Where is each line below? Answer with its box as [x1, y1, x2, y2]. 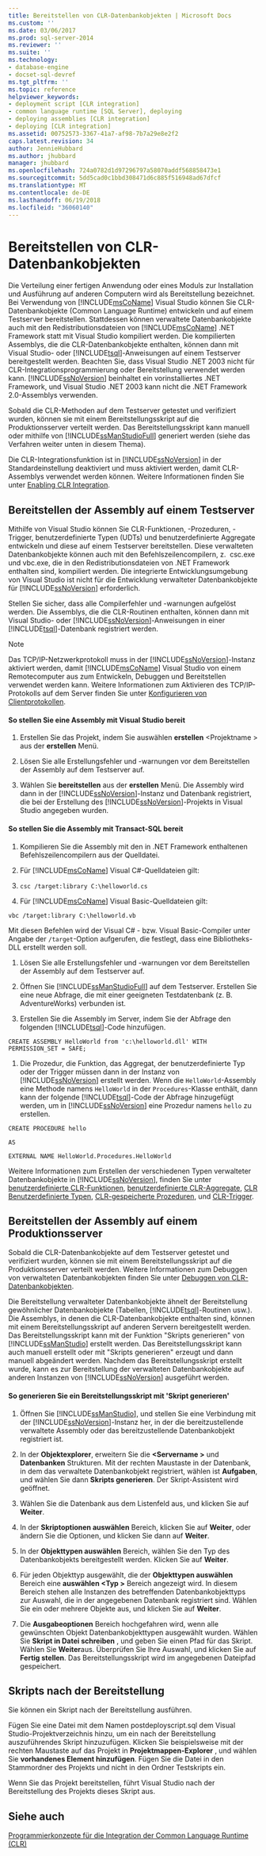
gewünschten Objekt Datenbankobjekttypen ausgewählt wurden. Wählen [19, 1627, 258, 1637]
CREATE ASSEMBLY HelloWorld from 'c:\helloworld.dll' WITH [8, 1038, 207, 1045]
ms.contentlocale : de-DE [8, 188, 90, 197]
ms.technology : [8, 56, 59, 64]
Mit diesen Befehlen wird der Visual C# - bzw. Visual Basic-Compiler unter [8, 926, 251, 935]
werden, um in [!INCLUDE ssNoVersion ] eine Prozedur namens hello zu [19, 1100, 252, 1110]
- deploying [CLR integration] [8, 122, 112, 130]
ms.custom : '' [8, 19, 55, 27]
